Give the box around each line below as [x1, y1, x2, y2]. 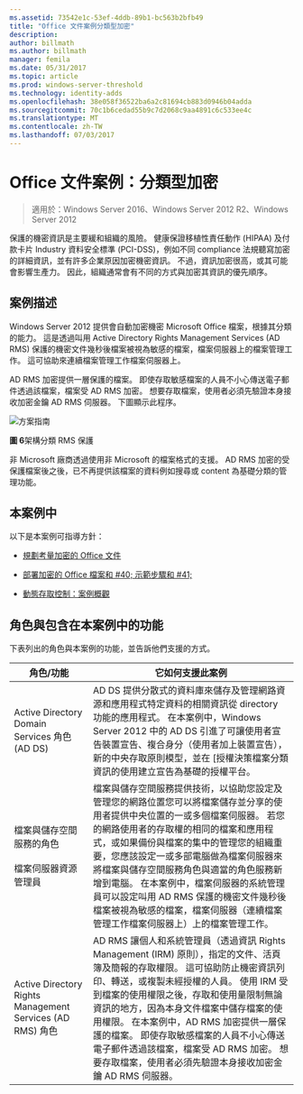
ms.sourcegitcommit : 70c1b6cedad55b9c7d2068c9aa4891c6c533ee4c [9, 106, 252, 115]
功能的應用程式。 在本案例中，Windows [93, 712, 262, 724]
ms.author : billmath [9, 47, 87, 56]
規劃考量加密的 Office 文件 [22, 550, 122, 561]
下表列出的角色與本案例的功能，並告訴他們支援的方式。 [9, 643, 215, 654]
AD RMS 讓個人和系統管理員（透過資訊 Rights [93, 934, 286, 947]
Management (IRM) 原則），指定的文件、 [93, 948, 263, 961]
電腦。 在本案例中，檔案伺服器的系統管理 [111, 877, 286, 889]
